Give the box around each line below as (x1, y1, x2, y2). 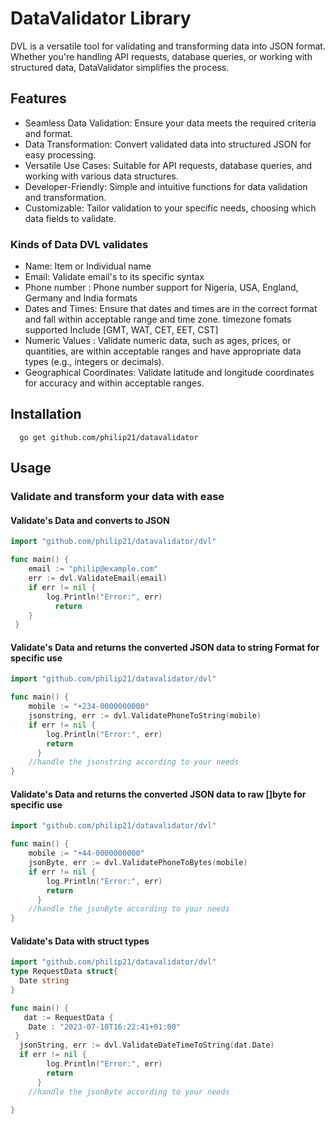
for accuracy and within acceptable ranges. (24, 377, 205, 389)
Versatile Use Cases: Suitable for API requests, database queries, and (24, 159, 313, 171)
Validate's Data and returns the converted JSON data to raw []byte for (10, 788, 307, 800)
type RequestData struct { (10, 967, 118, 977)
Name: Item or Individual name (24, 260, 152, 272)
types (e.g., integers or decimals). (24, 356, 165, 368)
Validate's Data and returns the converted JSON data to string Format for (10, 641, 320, 653)
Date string (19, 976, 70, 986)
